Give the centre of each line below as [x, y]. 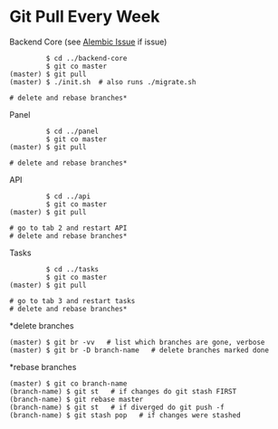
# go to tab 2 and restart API [68, 228]
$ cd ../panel [72, 131]
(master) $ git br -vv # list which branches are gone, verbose [137, 342]
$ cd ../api [68, 196]
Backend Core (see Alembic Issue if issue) [88, 42]
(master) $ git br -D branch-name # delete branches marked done [139, 350]
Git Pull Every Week [85, 17]
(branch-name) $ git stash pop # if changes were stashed [125, 415]
